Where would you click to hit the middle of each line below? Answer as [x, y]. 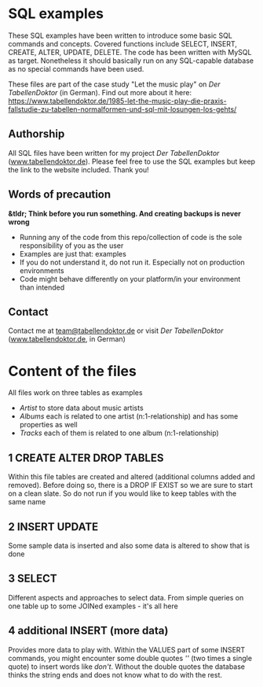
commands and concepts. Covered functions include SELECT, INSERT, [123, 43]
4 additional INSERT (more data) [88, 631]
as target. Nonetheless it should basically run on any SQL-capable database [131, 61]
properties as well [48, 425]
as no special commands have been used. [76, 68]
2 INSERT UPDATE [53, 527]
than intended [42, 287]
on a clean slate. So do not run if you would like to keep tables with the [122, 493]
